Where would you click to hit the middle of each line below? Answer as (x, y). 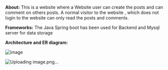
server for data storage (29, 33)
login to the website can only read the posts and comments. (67, 18)
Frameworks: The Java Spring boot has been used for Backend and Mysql (82, 27)
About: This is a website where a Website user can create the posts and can (84, 7)
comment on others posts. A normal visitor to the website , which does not (82, 12)
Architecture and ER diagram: (37, 42)
